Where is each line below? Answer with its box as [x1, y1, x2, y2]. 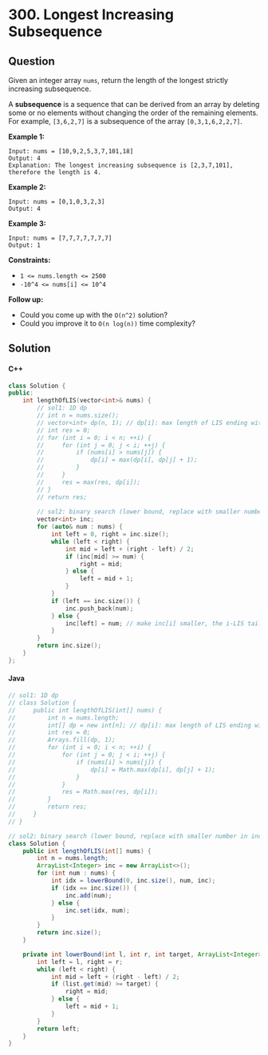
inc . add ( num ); [65, 891, 112, 899]
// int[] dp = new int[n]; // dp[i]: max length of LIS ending [8, 721, 251, 729]
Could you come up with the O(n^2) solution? [19, 310, 168, 319]
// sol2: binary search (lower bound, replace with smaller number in [8, 832, 248, 840]
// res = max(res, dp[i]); [37, 478, 141, 486]
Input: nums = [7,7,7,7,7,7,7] [8, 234, 112, 242]
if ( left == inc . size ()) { [50, 597, 141, 605]
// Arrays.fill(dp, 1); [8, 736, 116, 744]
